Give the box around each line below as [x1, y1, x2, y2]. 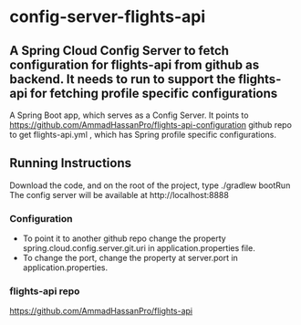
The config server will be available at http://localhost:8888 [9, 189, 230, 200]
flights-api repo [9, 285, 80, 298]
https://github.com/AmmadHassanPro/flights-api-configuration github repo [9, 120, 292, 130]
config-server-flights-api [9, 6, 206, 27]
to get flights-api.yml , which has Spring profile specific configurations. [9, 130, 276, 140]
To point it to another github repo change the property [22, 233, 226, 244]
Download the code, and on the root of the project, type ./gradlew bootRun [9, 180, 291, 191]
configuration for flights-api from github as [9, 57, 260, 72]
